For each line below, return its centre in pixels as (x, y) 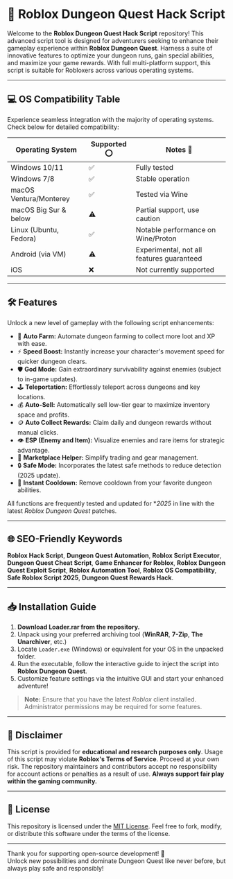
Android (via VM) (38, 254)
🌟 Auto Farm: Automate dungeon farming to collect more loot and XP (116, 336)
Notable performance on (176, 229)
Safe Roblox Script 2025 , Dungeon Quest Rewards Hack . (90, 577)
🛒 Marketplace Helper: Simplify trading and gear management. (108, 458)
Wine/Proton (156, 238)
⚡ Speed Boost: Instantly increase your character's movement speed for (121, 351)
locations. (31, 397)
